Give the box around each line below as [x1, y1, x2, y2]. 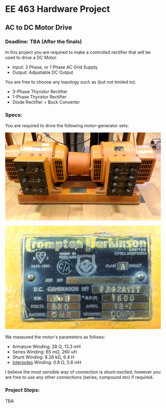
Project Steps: [5, 387, 40, 394]
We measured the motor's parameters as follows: [5, 334, 105, 340]
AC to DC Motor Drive [5, 23, 73, 32]
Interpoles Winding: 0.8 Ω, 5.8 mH [12, 359, 82, 365]
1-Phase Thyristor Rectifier [12, 94, 67, 100]
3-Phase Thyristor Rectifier [12, 88, 68, 95]
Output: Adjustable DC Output [12, 69, 73, 75]
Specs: [5, 111, 23, 118]
